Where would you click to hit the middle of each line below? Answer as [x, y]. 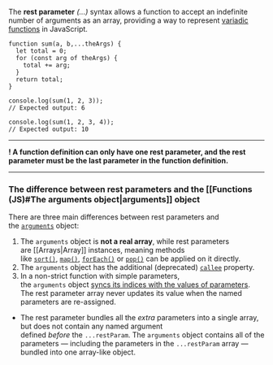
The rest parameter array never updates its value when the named [131, 293]
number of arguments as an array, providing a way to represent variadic [129, 20]
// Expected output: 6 [47, 108]
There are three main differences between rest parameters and [114, 217]
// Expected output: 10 [49, 129]
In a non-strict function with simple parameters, [100, 276]
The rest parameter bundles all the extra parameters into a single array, [139, 318]
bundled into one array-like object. [78, 352]
